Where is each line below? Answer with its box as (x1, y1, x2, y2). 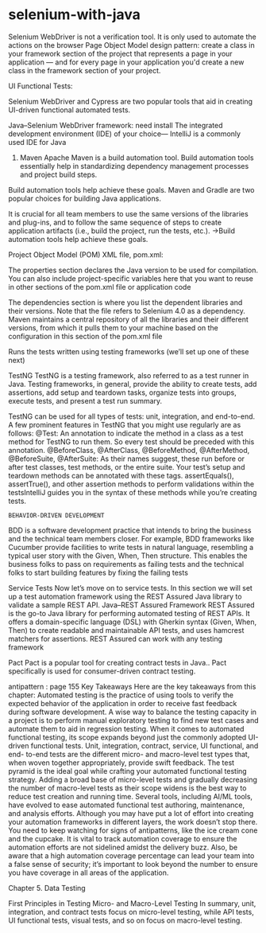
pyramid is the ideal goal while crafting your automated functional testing (8, 766, 248, 775)
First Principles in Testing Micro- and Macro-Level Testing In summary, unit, (8, 898, 256, 908)
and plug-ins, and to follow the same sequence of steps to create (8, 217, 222, 227)
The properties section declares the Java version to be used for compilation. (8, 265, 259, 275)
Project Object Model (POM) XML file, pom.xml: (8, 249, 164, 260)
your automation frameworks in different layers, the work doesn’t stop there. (8, 817, 258, 826)
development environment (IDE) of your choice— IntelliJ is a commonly (8, 129, 241, 139)
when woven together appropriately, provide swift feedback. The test (8, 758, 235, 767)
